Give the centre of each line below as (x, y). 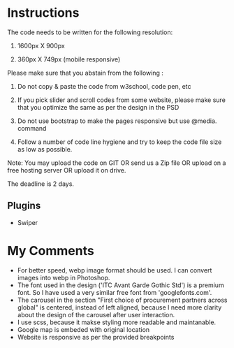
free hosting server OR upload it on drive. (67, 170)
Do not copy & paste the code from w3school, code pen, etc (104, 86)
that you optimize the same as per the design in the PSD (98, 107)
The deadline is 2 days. (41, 184)
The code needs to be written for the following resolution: (90, 32)
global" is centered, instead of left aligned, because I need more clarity (119, 307)
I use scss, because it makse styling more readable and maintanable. (117, 322)
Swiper (28, 222)
